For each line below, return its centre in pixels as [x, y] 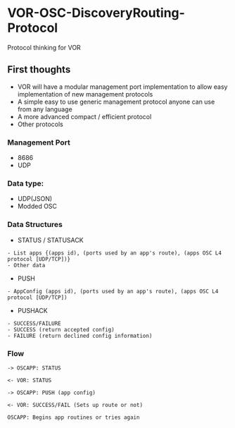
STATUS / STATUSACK [50, 240]
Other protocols [40, 124]
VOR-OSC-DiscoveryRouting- [96, 13]
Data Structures [35, 225]
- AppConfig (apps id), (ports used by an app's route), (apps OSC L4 [113, 291]
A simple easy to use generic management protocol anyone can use [116, 102]
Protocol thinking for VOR [44, 47]
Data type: [26, 183]
